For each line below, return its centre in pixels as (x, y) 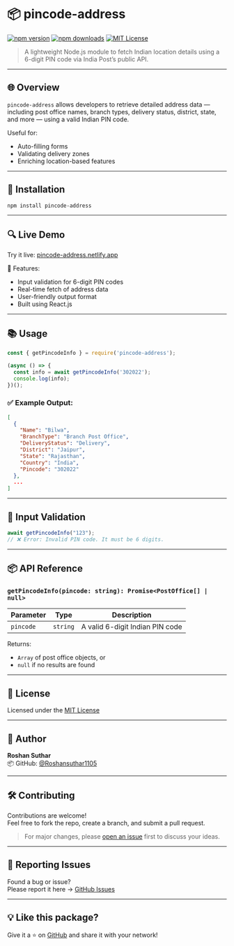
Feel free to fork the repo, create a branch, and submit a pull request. (106, 823)
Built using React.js (45, 304)
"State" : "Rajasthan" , (53, 456)
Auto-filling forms (42, 146)
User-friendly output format (57, 297)
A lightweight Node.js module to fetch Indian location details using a (122, 52)
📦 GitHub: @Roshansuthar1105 (52, 763)
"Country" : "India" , (49, 463)
